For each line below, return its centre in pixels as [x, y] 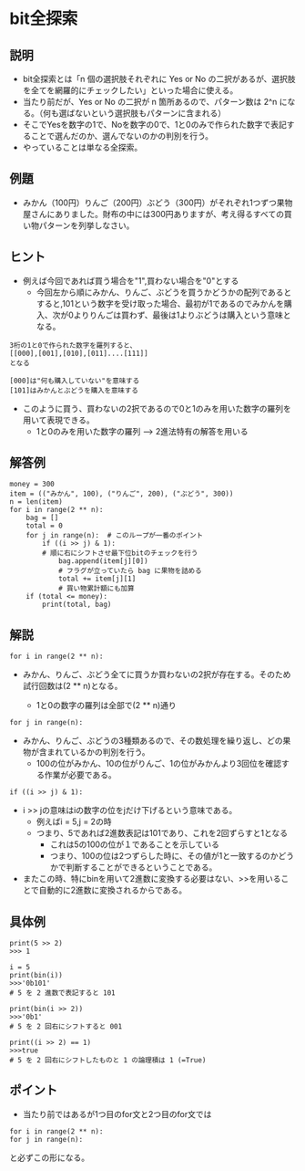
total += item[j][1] [97, 579]
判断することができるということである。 [142, 867]
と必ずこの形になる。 [49, 1157]
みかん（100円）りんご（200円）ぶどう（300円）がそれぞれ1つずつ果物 [158, 203]
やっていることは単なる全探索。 [82, 147]
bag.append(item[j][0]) [103, 561]
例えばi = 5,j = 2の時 [74, 821]
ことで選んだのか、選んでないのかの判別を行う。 [122, 136]
